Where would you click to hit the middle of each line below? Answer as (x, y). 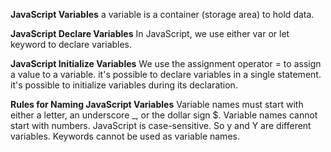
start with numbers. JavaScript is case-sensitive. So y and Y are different (161, 125)
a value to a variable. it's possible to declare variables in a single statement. (166, 74)
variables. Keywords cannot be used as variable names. (125, 136)
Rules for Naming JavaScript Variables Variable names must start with (157, 104)
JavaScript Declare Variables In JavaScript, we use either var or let (150, 33)
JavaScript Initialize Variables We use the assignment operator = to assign (166, 63)
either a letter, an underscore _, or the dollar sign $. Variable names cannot (164, 115)
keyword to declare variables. (71, 44)
